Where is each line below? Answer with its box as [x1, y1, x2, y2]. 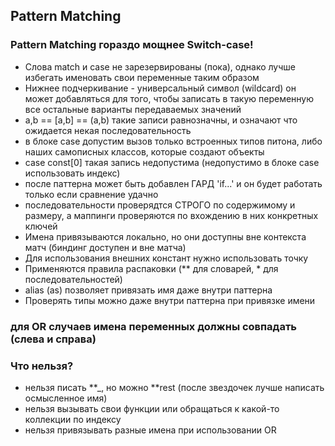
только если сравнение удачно [24, 188, 159, 200]
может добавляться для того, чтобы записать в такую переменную [24, 92, 315, 104]
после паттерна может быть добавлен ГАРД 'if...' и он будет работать [24, 177, 323, 189]
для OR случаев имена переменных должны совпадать [10, 319, 297, 333]
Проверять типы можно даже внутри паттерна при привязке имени [24, 294, 316, 306]
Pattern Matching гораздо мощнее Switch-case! [10, 38, 254, 52]
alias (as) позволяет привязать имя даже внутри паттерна [24, 284, 273, 296]
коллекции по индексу [24, 413, 122, 425]
